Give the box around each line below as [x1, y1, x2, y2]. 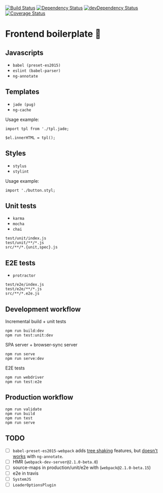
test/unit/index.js [5, 236, 47, 241]
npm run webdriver [5, 375, 44, 380]
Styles [5, 149, 26, 158]
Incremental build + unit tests [5, 318, 67, 325]
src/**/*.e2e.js [5, 291, 40, 296]
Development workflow [5, 305, 81, 313]
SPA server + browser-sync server [5, 342, 78, 348]
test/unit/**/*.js [5, 240, 44, 245]
